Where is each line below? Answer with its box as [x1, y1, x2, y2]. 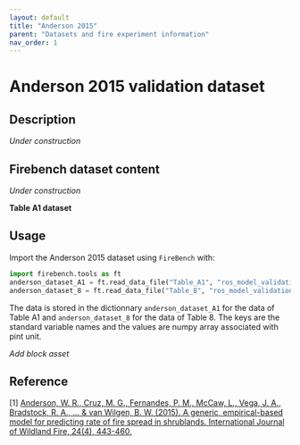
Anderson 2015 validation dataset [9, 77, 265, 97]
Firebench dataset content [9, 162, 161, 177]
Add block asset [9, 348, 70, 358]
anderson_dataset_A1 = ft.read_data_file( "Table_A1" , [9, 278, 214, 287]
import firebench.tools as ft [9, 269, 122, 278]
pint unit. [9, 331, 42, 341]
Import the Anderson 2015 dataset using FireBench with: [9, 252, 216, 263]
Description [9, 112, 76, 127]
